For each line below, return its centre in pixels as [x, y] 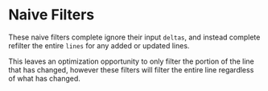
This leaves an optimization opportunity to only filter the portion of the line [132, 61]
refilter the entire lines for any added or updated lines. [99, 45]
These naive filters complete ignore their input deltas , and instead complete [134, 37]
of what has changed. [44, 78]
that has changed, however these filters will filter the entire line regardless [131, 69]
